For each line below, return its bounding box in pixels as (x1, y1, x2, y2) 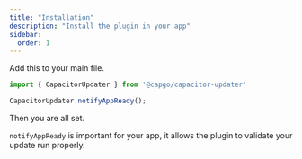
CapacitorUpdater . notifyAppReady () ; (9, 96, 147, 106)
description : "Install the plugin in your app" (9, 22, 191, 31)
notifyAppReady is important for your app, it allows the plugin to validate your (9, 130, 293, 140)
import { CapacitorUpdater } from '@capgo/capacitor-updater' (9, 80, 247, 90)
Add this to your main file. (9, 63, 105, 74)
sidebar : (9, 30, 42, 39)
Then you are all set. (9, 113, 85, 123)
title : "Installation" (9, 13, 94, 22)
